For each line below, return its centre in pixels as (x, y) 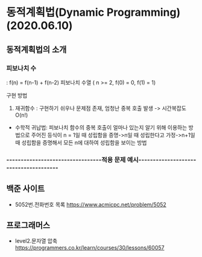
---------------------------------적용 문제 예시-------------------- (101, 160)
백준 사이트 (26, 189)
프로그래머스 (28, 225)
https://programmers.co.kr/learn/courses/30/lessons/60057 (90, 248)
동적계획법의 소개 (36, 49)
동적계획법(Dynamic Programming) (93, 12)
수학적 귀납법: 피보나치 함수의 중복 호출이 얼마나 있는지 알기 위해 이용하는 (101, 127)
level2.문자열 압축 (36, 241)
